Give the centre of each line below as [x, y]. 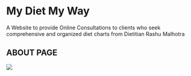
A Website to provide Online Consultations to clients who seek [83, 28]
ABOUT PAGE [32, 53]
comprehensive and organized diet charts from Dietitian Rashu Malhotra [95, 34]
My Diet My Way [48, 11]
